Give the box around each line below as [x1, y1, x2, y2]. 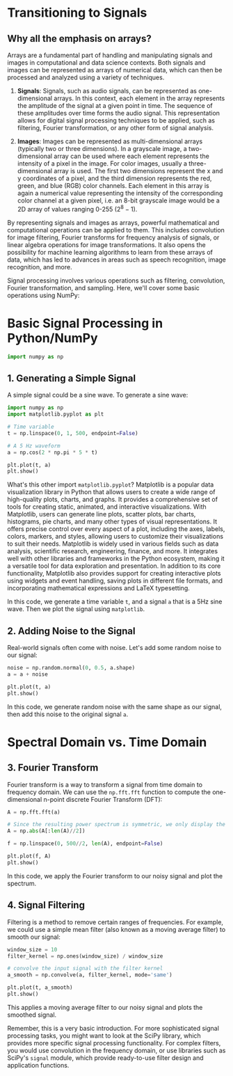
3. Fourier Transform [7, 762, 99, 774]
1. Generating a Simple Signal [7, 372, 136, 384]
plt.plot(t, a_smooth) [7, 984, 73, 991]
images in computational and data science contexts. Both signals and [7, 58, 206, 67]
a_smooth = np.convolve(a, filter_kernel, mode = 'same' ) [7, 972, 172, 979]
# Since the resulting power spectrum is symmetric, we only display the [7, 821, 226, 828]
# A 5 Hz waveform [7, 442, 61, 450]
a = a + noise [7, 670, 49, 678]
